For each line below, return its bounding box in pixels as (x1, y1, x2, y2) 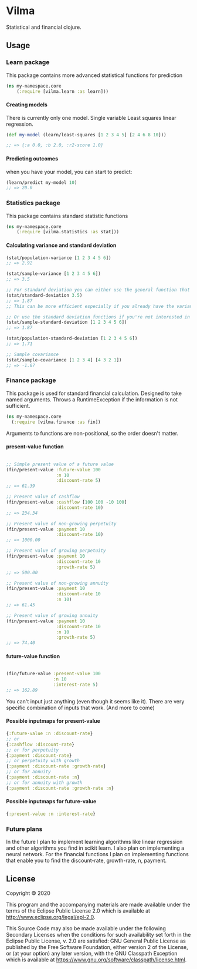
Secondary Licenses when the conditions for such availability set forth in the (6, 931, 191, 938)
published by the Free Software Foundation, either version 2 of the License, (6, 943, 189, 950)
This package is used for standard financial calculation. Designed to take (6, 390, 182, 397)
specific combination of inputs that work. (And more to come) (6, 704, 155, 711)
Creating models (6, 101, 48, 108)
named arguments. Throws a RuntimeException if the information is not (6, 395, 178, 403)
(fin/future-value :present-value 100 (6, 671, 101, 677)
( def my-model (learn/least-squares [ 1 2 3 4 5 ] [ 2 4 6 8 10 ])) (6, 132, 167, 138)
